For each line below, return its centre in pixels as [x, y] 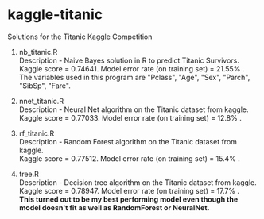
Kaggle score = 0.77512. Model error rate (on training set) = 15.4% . [129, 158]
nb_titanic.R [38, 52]
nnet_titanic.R [41, 101]
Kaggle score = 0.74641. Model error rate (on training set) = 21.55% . [132, 68]
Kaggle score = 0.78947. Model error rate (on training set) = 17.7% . [129, 190]
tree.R [29, 174]
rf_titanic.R [37, 133]
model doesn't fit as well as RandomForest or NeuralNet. [114, 207]
